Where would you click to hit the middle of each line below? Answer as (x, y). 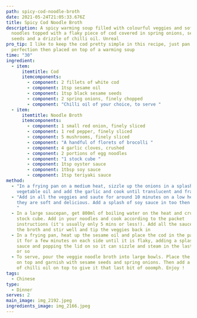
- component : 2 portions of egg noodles (77, 153)
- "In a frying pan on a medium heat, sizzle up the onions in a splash (102, 186)
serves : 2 (18, 295)
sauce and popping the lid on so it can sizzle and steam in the (98, 246)
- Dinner (22, 290)
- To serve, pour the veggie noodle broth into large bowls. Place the (101, 257)
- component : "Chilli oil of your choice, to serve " (94, 104)
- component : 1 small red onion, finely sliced (86, 126)
